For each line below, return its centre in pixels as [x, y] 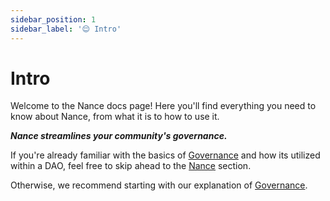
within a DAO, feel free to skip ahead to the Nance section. [131, 166]
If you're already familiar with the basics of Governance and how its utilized [165, 155]
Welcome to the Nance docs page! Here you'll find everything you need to [163, 106]
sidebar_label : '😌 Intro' [66, 29]
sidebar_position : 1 [53, 19]
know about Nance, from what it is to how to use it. [115, 117]
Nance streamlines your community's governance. [119, 136]
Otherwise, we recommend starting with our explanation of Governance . [159, 185]
